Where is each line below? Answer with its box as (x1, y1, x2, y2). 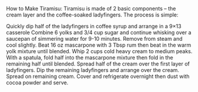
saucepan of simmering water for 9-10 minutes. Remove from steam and (6, 35, 183, 42)
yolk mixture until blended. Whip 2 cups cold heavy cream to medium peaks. (6, 48, 193, 55)
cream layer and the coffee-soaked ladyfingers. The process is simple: (6, 11, 178, 18)
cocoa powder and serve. (6, 79, 69, 86)
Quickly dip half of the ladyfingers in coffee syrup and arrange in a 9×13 (6, 23, 181, 29)
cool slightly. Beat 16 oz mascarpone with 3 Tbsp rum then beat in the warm (6, 41, 191, 48)
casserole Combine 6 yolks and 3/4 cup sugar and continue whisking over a (6, 29, 191, 36)
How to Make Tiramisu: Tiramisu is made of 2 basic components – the (6, 5, 176, 12)
